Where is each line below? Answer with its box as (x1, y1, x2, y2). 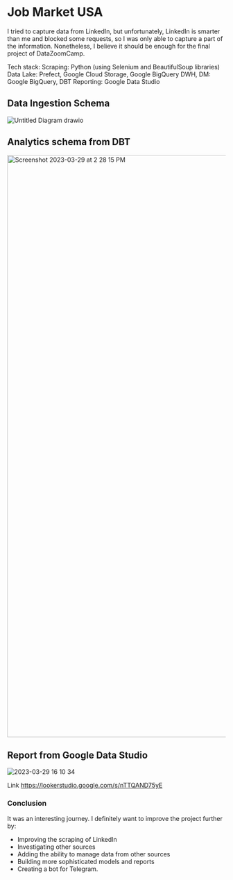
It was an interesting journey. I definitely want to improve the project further (7, 814, 223, 822)
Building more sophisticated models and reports (17, 857, 155, 865)
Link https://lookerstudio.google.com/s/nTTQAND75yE (7, 781, 163, 790)
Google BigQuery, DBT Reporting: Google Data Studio (7, 77, 160, 85)
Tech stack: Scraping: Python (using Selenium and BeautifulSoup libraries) (7, 62, 221, 71)
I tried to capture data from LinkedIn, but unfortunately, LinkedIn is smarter (7, 27, 221, 35)
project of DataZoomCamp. (7, 49, 85, 58)
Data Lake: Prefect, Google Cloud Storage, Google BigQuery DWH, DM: (7, 70, 212, 78)
